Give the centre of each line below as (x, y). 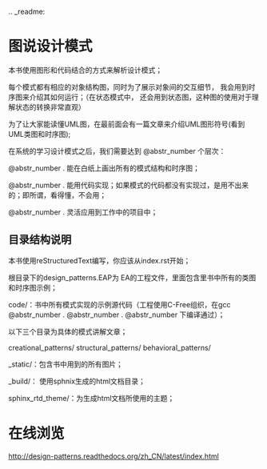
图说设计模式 (51, 46)
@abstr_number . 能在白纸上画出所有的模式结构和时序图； (104, 168)
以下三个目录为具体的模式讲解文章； (68, 331)
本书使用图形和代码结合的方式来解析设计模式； (85, 70)
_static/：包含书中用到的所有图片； (66, 364)
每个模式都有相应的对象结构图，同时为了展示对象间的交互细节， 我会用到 (128, 86)
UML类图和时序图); (40, 134)
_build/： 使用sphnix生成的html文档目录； (77, 381)
